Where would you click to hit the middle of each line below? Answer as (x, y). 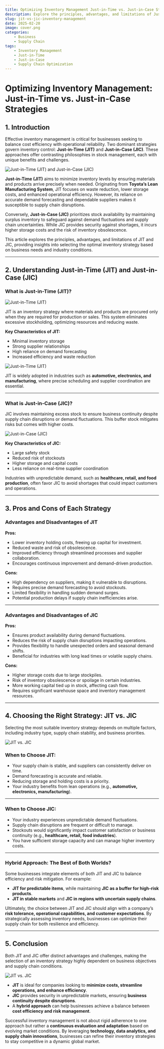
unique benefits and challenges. (37, 160)
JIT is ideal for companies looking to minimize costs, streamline (77, 985)
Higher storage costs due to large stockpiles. (57, 675)
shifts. (18, 651)
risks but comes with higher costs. (40, 425)
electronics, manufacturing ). (42, 792)
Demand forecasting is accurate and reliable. (57, 776)
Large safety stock (31, 453)
